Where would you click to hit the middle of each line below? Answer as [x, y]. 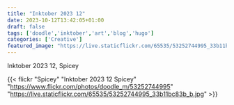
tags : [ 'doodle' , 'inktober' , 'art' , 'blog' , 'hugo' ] [81, 33]
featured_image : [31, 46]
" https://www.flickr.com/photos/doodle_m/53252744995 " [91, 87]
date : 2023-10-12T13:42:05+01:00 [56, 20]
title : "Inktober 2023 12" [46, 14]
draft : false [26, 26]
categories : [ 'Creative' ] [45, 40]
